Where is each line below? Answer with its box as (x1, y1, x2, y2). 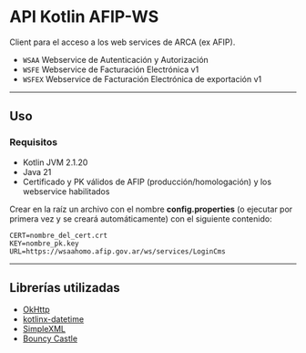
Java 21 (22, 166, 52, 177)
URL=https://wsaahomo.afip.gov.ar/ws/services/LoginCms (9, 246, 226, 256)
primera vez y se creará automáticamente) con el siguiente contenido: (9, 213, 272, 224)
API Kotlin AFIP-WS (9, 6, 159, 27)
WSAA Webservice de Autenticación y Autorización (22, 54, 209, 65)
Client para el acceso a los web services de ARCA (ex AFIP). (9, 36, 236, 47)
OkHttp (22, 304, 50, 316)
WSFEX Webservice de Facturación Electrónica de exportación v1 (22, 73, 262, 84)
